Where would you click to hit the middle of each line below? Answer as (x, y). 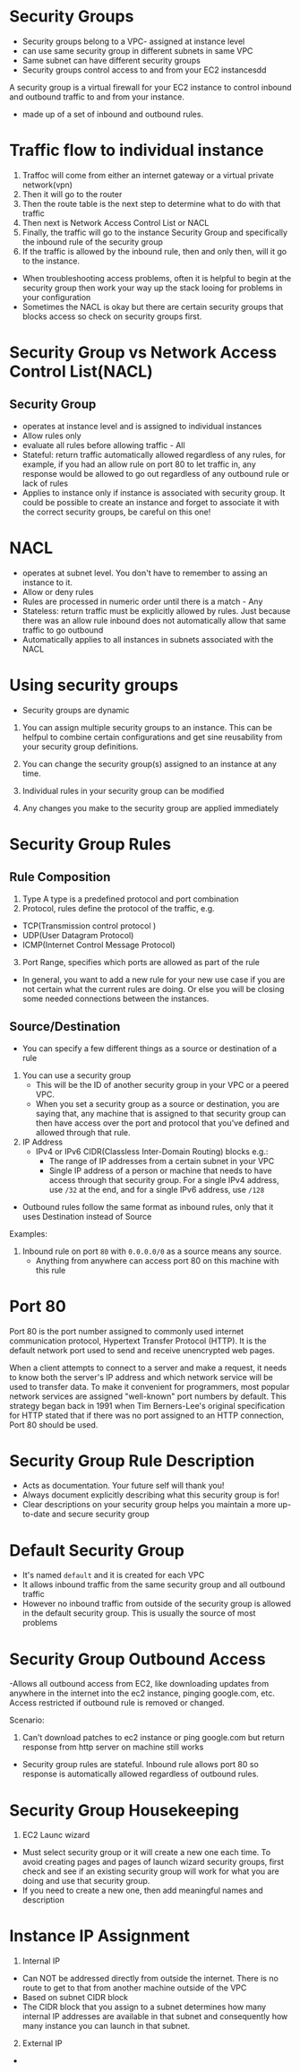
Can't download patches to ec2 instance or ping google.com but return (153, 1738)
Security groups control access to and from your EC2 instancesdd (144, 70)
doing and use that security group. (86, 1881)
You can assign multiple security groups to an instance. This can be (147, 727)
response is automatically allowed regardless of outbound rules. (141, 1774)
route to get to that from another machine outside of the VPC (134, 1988)
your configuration (56, 297)
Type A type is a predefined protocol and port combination (130, 899)
